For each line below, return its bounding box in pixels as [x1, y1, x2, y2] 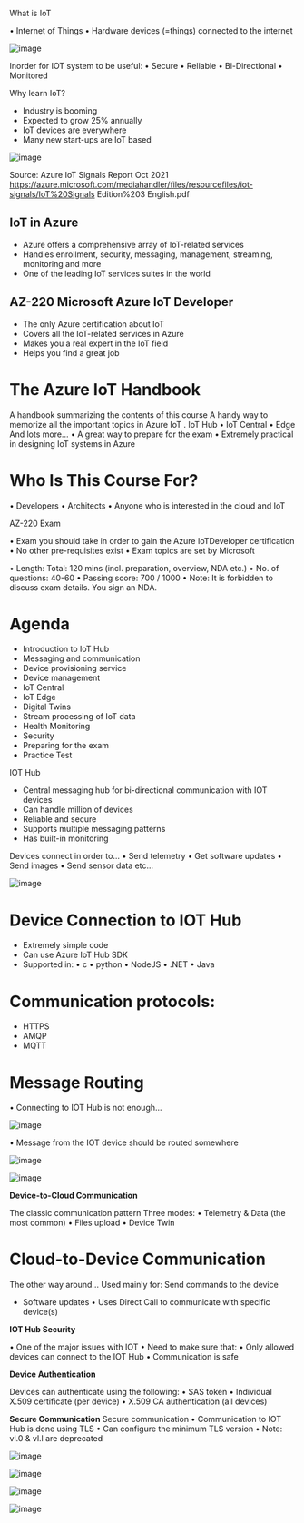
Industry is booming [22, 105, 98, 116]
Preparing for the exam [22, 740, 110, 751]
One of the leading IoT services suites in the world [22, 268, 211, 279]
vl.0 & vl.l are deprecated [9, 1433, 103, 1444]
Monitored [9, 70, 48, 81]
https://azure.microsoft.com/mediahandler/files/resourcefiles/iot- [9, 179, 254, 190]
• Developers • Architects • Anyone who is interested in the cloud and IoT [9, 499, 286, 511]
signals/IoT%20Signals [9, 189, 95, 199]
